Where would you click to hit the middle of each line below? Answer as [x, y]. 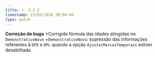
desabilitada [18, 50]
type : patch [18, 19]
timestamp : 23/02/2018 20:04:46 [39, 15]
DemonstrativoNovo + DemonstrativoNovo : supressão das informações [76, 39]
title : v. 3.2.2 [22, 10]
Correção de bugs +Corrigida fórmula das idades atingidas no [71, 34]
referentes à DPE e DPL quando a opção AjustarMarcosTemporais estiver [79, 45]
